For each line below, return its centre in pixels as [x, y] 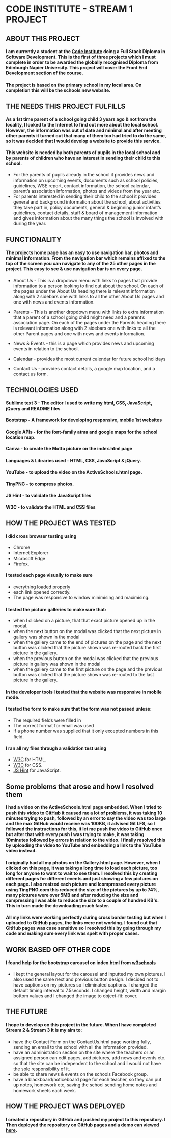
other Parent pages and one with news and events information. [79, 333]
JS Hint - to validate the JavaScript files [49, 495]
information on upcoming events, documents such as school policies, [86, 180]
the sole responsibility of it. [41, 1069]
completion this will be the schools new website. [58, 90]
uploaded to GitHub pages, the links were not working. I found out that [81, 923]
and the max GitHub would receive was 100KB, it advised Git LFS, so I [80, 824]
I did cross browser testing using [41, 536]
